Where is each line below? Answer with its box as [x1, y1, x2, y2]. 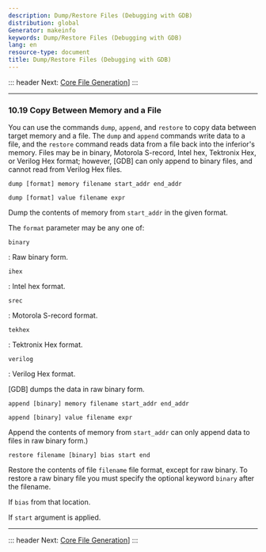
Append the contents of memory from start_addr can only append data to [8, 428, 251, 437]
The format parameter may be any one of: [8, 223, 145, 233]
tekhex [8, 326, 30, 334]
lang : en [8, 41, 37, 49]
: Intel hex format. [8, 282, 66, 291]
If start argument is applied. [8, 512, 101, 523]
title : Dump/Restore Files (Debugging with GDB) [8, 56, 172, 64]
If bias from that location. [8, 497, 91, 507]
